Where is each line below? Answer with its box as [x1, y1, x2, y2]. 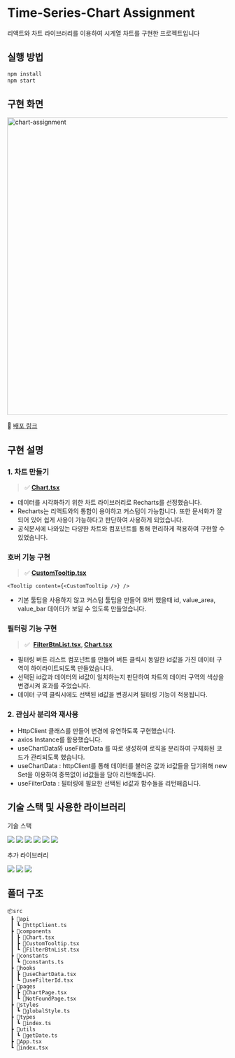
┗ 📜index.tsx [10, 1044, 49, 1051]
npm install [7, 70, 42, 78]
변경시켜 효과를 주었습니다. [17, 681, 91, 690]
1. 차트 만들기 [7, 467, 50, 477]
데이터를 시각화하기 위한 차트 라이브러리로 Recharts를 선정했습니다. [17, 499, 202, 506]
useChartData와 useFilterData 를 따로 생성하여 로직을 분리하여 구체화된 [17, 744, 215, 752]
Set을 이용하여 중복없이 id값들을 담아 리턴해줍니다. [17, 770, 156, 779]
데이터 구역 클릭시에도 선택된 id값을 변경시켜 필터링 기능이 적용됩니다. [17, 690, 208, 698]
